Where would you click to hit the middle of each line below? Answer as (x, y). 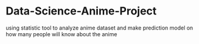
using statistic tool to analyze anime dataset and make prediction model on (100, 28)
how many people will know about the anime (61, 34)
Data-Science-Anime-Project (81, 11)
